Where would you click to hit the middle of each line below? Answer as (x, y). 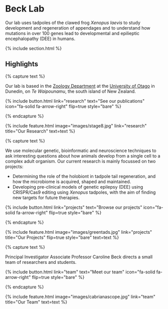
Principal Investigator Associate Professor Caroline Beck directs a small (79, 257)
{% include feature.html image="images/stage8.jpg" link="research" (76, 125)
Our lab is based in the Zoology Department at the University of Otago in (80, 86)
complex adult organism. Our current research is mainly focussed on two (80, 161)
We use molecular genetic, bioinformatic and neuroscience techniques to (81, 150)
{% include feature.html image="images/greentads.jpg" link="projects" (79, 232)
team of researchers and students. (41, 262)
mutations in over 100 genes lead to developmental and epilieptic (72, 33)
